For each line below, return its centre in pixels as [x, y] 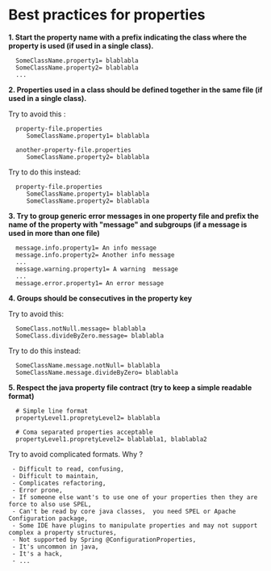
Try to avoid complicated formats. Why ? [76, 454]
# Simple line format [52, 411]
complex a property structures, [63, 532]
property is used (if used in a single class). [81, 45]
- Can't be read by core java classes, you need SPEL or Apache [124, 511]
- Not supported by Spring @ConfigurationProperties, [104, 540]
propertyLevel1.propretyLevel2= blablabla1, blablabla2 [111, 439]
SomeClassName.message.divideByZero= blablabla [97, 372]
